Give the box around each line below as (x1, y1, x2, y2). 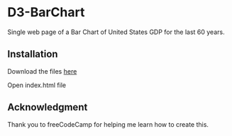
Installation (7, 48, 58, 60)
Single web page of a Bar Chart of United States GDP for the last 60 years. (7, 28, 225, 36)
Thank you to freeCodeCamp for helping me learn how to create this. (7, 120, 209, 128)
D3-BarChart (7, 4, 85, 21)
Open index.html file (7, 81, 66, 89)
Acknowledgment (7, 101, 88, 113)
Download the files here (7, 67, 77, 75)
